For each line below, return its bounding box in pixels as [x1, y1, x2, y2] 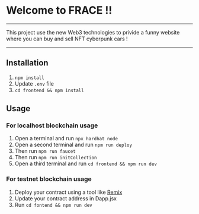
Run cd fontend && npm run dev [14, 201, 93, 208]
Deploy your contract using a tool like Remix [14, 188, 123, 196]
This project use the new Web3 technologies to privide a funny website [6, 29, 180, 36]
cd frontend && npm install [14, 87, 84, 93]
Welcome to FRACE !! [6, 4, 113, 17]
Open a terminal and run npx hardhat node [14, 135, 118, 142]
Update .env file [14, 80, 54, 87]
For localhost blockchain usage [6, 121, 98, 130]
